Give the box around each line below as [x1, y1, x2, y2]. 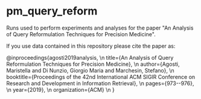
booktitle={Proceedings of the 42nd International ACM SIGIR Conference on [6, 73, 196, 80]
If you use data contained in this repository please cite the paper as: [6, 42, 176, 49]
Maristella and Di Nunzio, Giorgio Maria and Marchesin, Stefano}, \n [6, 66, 175, 74]
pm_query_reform [6, 4, 98, 18]
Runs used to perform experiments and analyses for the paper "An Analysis [6, 24, 194, 31]
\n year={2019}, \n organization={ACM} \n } [6, 86, 115, 93]
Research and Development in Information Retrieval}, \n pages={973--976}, [6, 80, 194, 87]
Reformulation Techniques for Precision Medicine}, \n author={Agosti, [6, 60, 180, 68]
